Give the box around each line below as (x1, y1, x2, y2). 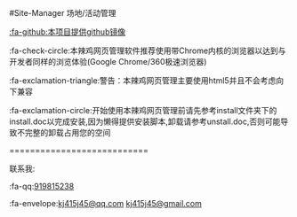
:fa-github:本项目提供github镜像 (9, 27, 126, 37)
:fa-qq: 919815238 (9, 181, 75, 191)
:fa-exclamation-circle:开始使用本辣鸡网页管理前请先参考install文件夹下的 (9, 105, 277, 115)
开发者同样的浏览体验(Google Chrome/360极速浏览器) (9, 57, 207, 66)
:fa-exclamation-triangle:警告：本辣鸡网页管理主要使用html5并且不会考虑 (9, 75, 277, 86)
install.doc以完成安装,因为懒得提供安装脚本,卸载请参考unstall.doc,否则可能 (9, 116, 281, 127)
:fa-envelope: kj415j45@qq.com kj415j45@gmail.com (9, 198, 203, 208)
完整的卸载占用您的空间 (24, 128, 111, 137)
